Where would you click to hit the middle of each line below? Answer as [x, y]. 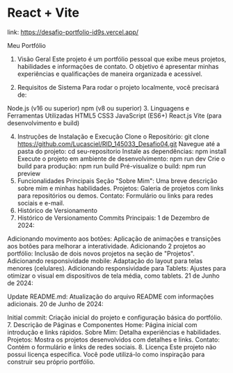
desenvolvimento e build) [43, 122]
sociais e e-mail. [41, 203]
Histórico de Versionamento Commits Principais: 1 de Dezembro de [113, 218]
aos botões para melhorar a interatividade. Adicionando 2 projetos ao [107, 246]
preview [29, 173]
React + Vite [43, 13]
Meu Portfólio [27, 45]
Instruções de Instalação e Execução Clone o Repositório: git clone [113, 136]
